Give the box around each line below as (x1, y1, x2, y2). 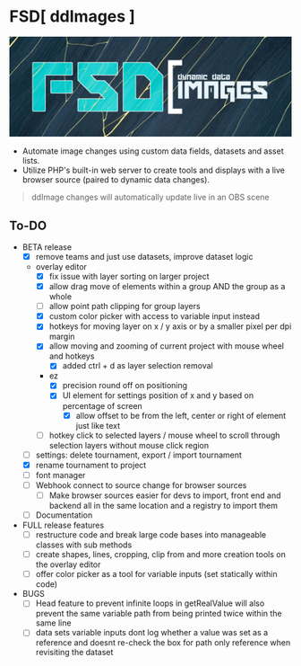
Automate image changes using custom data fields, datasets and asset (21, 146, 284, 156)
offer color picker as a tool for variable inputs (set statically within (35, 569, 278, 580)
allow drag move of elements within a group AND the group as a (48, 281, 286, 292)
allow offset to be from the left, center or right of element (75, 410, 287, 421)
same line (35, 617, 72, 628)
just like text (75, 420, 121, 431)
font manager (35, 469, 86, 480)
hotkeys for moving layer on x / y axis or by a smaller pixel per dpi (48, 321, 292, 332)
